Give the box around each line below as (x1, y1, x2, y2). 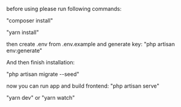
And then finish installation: (6, 59, 75, 66)
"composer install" (6, 17, 53, 24)
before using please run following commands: (6, 5, 122, 12)
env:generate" (6, 47, 43, 54)
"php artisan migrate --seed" (6, 71, 79, 78)
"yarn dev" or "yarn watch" (6, 94, 75, 101)
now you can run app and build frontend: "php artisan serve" (6, 82, 160, 89)
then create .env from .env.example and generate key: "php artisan (6, 41, 175, 47)
